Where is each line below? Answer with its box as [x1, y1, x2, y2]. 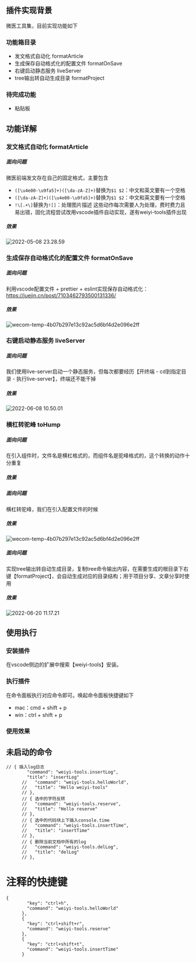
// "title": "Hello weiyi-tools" [21, 785, 108, 791]
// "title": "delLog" [21, 850, 80, 855]
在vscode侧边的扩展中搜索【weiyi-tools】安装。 [6, 661, 122, 668]
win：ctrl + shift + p [14, 711, 62, 718]
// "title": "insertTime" [21, 828, 90, 834]
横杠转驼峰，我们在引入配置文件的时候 [6, 505, 98, 513]
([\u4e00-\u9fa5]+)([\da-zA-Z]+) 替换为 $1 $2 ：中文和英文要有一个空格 [14, 187, 185, 194]
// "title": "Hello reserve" [21, 806, 98, 812]
